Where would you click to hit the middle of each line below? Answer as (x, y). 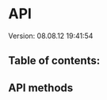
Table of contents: (54, 61)
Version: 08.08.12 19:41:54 (51, 36)
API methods (41, 88)
